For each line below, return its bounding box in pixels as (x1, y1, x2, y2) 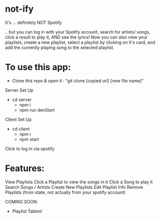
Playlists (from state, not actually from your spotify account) (5, 189, 126, 195)
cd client (12, 126, 30, 132)
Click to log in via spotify (5, 145, 55, 152)
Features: (5, 163, 45, 174)
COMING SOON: (5, 199, 38, 204)
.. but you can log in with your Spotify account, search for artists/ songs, (5, 29, 150, 35)
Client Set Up (5, 116, 32, 122)
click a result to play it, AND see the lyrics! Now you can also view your (5, 34, 148, 40)
